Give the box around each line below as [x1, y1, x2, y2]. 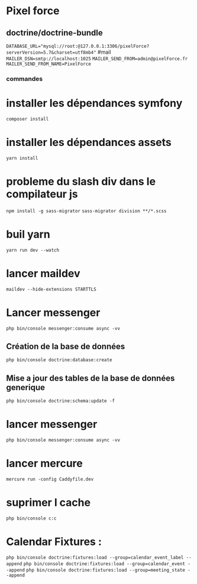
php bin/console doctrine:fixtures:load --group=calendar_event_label [6, 554, 184, 560]
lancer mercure [6, 457, 83, 471]
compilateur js [6, 187, 78, 200]
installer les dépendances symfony [6, 96, 183, 110]
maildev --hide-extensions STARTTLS [6, 286, 96, 292]
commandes [6, 74, 43, 83]
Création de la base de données [6, 341, 125, 351]
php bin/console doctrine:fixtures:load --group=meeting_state [26, 567, 185, 573]
